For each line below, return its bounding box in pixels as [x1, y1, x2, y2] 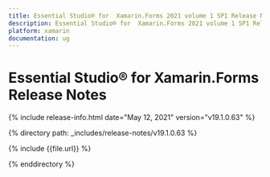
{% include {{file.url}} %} [8, 144, 92, 154]
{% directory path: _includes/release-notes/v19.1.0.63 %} [8, 128, 198, 138]
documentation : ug [8, 34, 70, 43]
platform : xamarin [8, 27, 70, 35]
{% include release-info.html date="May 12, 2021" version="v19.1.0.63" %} [8, 113, 256, 122]
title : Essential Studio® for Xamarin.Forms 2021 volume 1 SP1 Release [8, 11, 257, 20]
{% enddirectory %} [8, 159, 75, 169]
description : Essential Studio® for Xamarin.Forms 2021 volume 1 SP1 [8, 19, 250, 27]
